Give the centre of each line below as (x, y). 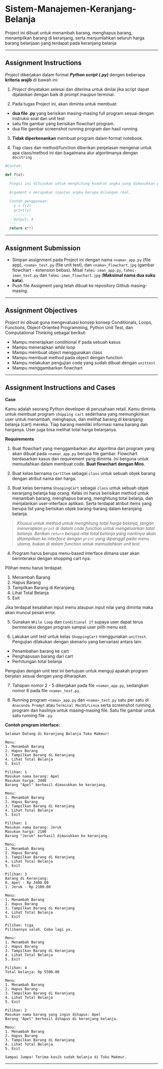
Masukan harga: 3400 (26, 780)
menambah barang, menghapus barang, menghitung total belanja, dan (82, 498)
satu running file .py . (33, 715)
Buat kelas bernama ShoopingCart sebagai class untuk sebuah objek (80, 488)
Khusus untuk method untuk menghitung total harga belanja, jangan (85, 523)
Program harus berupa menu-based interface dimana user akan (76, 553)
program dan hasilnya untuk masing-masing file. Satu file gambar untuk (83, 710)
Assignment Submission (43, 248)
